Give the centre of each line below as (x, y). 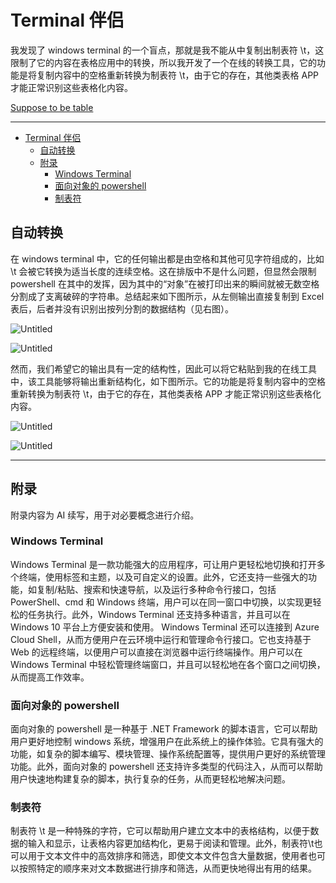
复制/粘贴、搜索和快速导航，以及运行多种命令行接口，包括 (156, 589)
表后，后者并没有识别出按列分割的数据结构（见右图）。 (122, 308)
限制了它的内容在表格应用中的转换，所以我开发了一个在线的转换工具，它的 (163, 62)
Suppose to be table (52, 107)
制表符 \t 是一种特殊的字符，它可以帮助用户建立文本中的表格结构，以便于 (160, 831)
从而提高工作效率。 (50, 677)
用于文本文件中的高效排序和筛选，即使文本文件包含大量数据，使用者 (167, 856)
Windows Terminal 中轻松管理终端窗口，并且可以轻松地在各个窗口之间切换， (168, 664)
